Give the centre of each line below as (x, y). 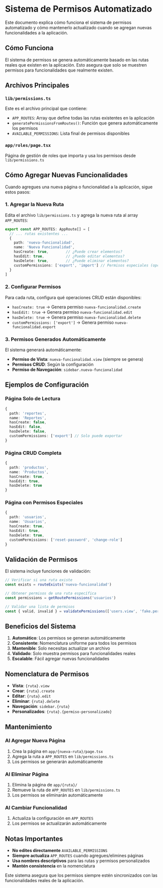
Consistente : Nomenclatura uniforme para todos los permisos (74, 643)
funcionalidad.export (34, 327)
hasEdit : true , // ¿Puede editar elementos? (69, 256)
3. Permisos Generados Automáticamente (55, 339)
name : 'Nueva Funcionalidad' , (44, 247)
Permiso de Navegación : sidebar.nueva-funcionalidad (67, 370)
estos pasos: (18, 192)
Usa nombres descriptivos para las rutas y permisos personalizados (81, 861)
